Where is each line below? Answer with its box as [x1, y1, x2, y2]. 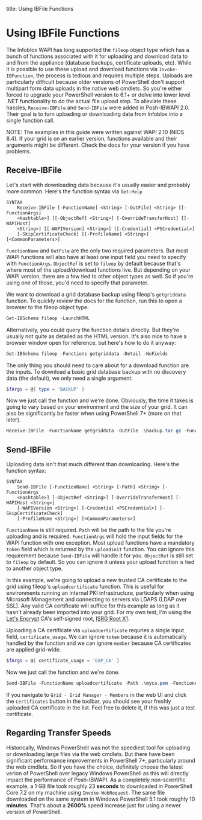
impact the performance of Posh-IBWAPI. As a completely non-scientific [6, 776, 186, 783]
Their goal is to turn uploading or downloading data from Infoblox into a [6, 110, 183, 117]
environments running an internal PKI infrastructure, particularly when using [6, 589, 194, 597]
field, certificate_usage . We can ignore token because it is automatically [6, 633, 188, 641]
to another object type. [6, 565, 63, 572]
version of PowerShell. [6, 808, 62, 815]
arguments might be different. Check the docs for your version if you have [6, 141, 190, 149]
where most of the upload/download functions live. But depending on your [6, 266, 191, 274]
